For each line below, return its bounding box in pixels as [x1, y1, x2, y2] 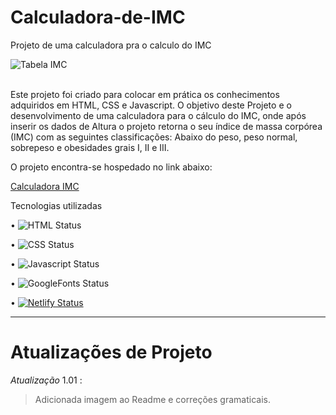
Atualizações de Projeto [10, 341, 213, 364]
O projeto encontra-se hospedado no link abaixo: [10, 161, 213, 173]
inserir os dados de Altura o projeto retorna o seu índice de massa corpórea [10, 120, 323, 132]
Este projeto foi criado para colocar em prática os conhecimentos [10, 88, 280, 100]
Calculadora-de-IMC [10, 6, 186, 29]
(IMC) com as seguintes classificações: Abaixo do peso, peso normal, [10, 131, 298, 143]
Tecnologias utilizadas [10, 199, 103, 211]
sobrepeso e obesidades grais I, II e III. [10, 141, 170, 153]
